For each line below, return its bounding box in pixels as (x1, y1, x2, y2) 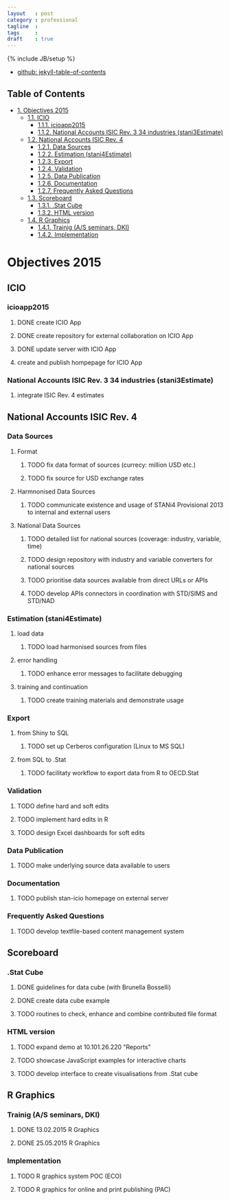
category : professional (7, 17, 78, 23)
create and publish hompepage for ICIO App (16, 358, 143, 366)
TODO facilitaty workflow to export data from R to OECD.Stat (27, 769, 199, 777)
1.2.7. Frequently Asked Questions (37, 187, 134, 195)
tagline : (7, 23, 38, 30)
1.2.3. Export (37, 157, 73, 165)
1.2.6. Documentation (37, 179, 98, 187)
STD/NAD (27, 596, 55, 604)
